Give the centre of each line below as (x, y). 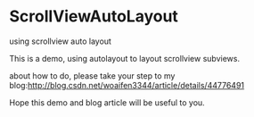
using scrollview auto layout (60, 41)
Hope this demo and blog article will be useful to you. (107, 102)
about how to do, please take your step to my (92, 75)
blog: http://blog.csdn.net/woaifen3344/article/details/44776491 (127, 85)
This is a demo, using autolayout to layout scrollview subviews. (125, 58)
